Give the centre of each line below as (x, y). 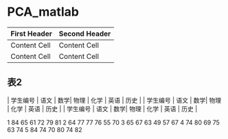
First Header (32, 34)
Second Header (85, 34)
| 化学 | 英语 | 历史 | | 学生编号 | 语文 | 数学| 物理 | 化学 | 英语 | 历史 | (102, 109)
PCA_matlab (43, 12)
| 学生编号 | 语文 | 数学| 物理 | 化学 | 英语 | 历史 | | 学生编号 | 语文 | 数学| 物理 (114, 100)
